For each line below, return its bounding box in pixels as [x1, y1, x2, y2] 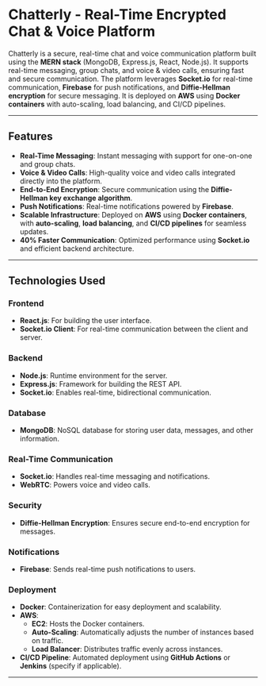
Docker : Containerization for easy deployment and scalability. [19, 602, 222, 612]
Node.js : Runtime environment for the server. [19, 371, 168, 380]
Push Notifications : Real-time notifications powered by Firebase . [19, 201, 234, 211]
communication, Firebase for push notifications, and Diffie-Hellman [8, 82, 231, 92]
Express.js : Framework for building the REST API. [19, 379, 182, 388]
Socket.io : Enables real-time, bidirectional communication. [19, 387, 211, 397]
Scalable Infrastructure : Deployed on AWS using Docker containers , [19, 210, 248, 219]
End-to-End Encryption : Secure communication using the [19, 184, 210, 194]
